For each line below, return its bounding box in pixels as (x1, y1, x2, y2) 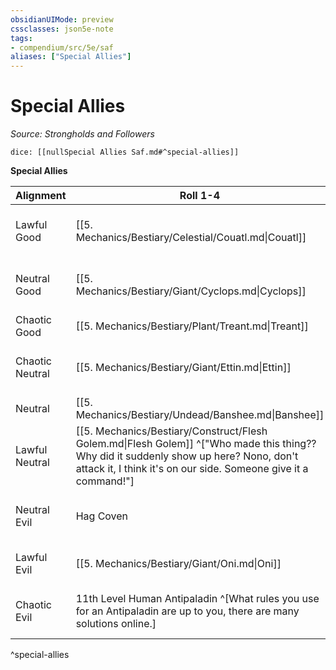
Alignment (15, 189, 67, 203)
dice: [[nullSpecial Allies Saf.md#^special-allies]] (10, 147, 240, 158)
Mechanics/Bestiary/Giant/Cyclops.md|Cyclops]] (75, 284, 307, 298)
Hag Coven (75, 509, 129, 523)
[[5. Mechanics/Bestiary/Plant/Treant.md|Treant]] (75, 319, 309, 333)
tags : (10, 33, 33, 43)
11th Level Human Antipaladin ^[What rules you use (75, 592, 320, 606)
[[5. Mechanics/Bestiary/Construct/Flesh (75, 424, 268, 438)
